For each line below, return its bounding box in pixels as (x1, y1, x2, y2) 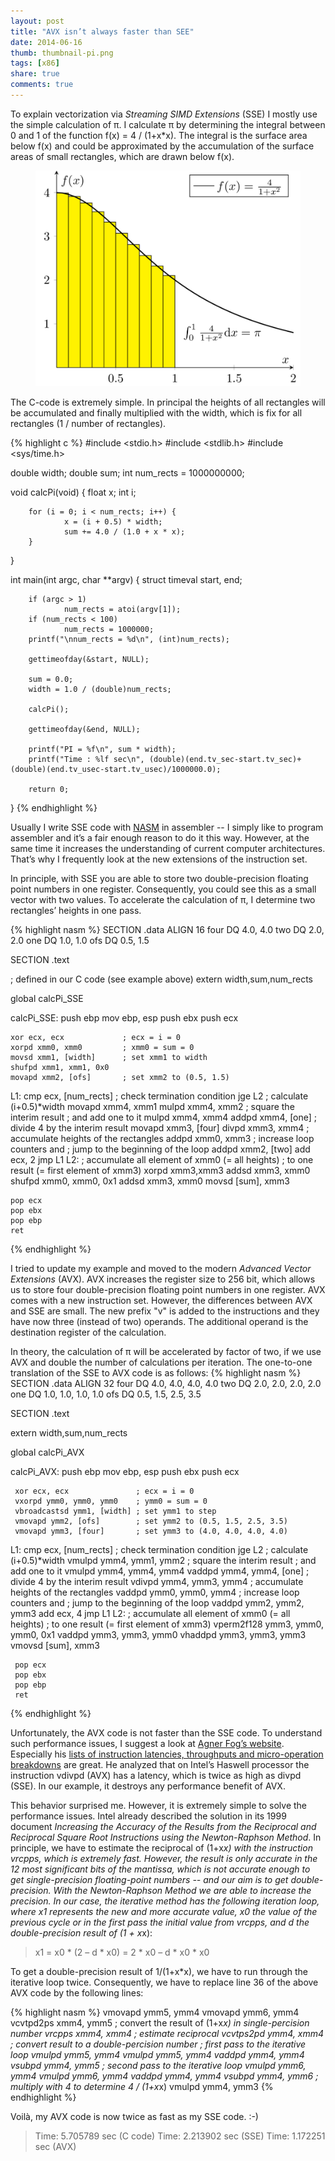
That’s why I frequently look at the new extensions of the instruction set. (10, 853, 308, 865)
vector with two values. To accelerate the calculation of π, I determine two (10, 893, 316, 905)
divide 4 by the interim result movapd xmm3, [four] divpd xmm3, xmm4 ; (10, 1121, 310, 1134)
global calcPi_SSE (10, 992, 84, 1004)
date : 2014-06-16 (10, 37, 83, 47)
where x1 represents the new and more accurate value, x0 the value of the (10, 1905, 318, 1917)
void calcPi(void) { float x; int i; (10, 486, 137, 498)
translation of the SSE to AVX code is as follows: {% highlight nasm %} (10, 1366, 302, 1379)
